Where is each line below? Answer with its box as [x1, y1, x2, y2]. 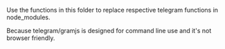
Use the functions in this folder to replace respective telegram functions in [6, 6, 219, 14]
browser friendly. [6, 34, 55, 42]
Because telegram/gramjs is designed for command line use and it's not [6, 27, 212, 35]
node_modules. [6, 13, 51, 21]
